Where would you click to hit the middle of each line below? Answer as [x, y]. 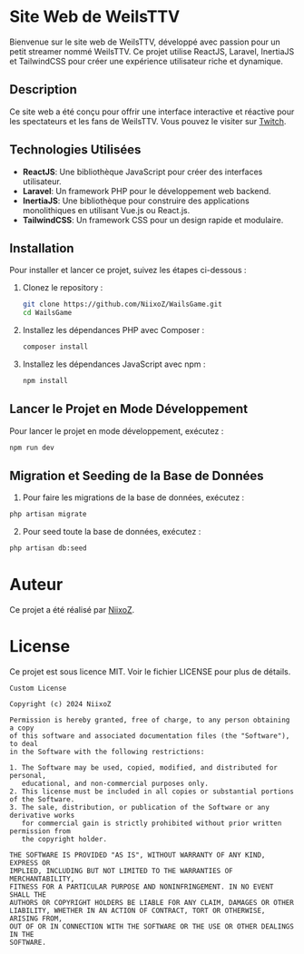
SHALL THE [28, 895]
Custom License [38, 688]
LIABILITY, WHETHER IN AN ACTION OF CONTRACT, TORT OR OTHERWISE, [137, 910]
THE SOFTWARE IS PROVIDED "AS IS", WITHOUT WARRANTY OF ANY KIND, [137, 855]
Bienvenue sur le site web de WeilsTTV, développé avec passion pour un [145, 42]
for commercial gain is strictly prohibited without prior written [152, 823]
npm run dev [32, 447]
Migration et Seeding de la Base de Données [137, 475]
